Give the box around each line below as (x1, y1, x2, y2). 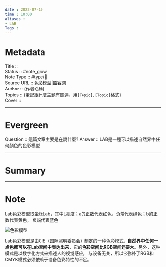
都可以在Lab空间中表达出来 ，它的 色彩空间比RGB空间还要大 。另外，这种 (13, 244, 161, 250)
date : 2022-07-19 (5, 7, 43, 12)
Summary (5, 165, 46, 176)
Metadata (5, 47, 45, 58)
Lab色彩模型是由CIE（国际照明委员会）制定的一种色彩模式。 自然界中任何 (5, 238, 154, 244)
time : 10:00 (5, 12, 32, 17)
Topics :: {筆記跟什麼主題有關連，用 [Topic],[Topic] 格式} (5, 92, 121, 98)
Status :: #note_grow (5, 69, 47, 75)
